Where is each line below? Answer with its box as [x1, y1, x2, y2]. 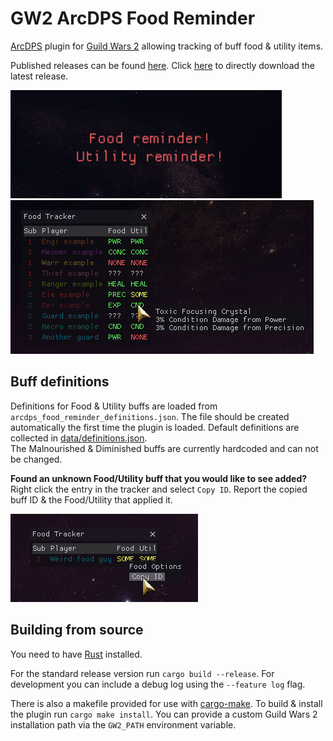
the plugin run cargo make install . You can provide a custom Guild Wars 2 [10, 708, 318, 720]
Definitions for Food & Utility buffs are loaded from [10, 400, 218, 412]
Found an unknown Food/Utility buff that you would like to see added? [10, 472, 308, 484]
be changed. [10, 453, 63, 465]
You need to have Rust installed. [10, 648, 143, 660]
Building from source [10, 622, 144, 639]
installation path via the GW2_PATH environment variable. [10, 718, 237, 731]
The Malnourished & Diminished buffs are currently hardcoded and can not [10, 442, 319, 454]
